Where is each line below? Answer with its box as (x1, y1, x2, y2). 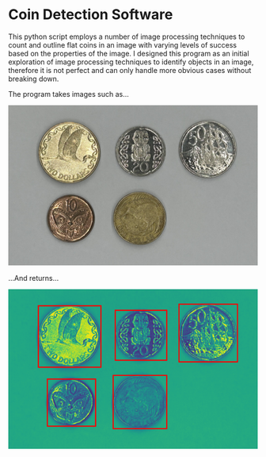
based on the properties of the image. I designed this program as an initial (8, 48, 249, 58)
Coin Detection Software (8, 6, 173, 24)
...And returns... (8, 273, 59, 282)
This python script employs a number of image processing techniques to (8, 32, 245, 41)
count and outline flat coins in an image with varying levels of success (8, 40, 237, 49)
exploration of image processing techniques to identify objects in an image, (8, 57, 254, 67)
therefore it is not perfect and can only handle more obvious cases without (8, 65, 252, 75)
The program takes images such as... (8, 89, 129, 98)
